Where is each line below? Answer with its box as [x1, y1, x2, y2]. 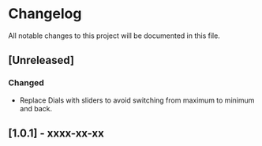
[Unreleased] [8, 54, 75, 67]
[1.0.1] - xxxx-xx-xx [8, 127, 104, 140]
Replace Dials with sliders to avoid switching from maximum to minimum [19, 95, 255, 105]
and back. [19, 103, 53, 113]
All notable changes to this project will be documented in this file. [8, 31, 221, 40]
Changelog [8, 5, 82, 23]
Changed [8, 77, 45, 88]
